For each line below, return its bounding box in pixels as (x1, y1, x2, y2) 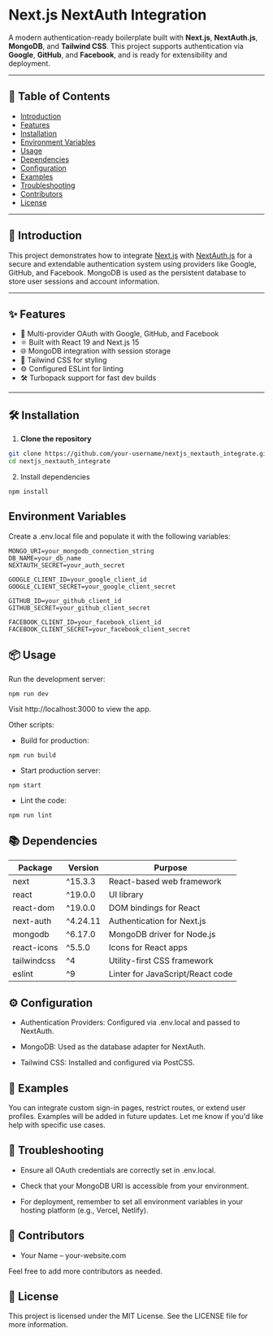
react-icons (12, 942, 58, 953)
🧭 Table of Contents (8, 89, 110, 103)
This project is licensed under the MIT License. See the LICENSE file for (8, 1311, 249, 1321)
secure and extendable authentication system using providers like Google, (8, 258, 258, 269)
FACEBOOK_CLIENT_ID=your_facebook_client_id (8, 618, 162, 627)
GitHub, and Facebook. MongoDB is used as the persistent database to (8, 267, 246, 277)
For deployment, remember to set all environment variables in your (19, 1196, 244, 1206)
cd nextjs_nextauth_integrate (8, 458, 111, 466)
